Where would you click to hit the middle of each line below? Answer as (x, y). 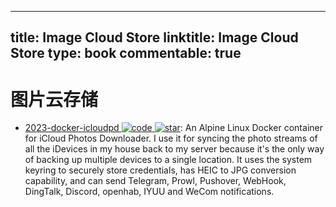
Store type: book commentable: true (126, 53)
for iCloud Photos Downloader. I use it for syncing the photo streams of (171, 138)
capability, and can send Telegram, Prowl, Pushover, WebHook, (155, 181)
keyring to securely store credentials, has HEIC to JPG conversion (160, 170)
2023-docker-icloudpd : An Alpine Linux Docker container (173, 128)
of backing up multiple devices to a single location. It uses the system (168, 160)
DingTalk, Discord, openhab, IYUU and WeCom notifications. (149, 192)
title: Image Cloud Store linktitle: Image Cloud (154, 37)
